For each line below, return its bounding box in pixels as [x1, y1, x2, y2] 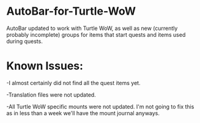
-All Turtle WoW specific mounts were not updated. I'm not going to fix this [6, 103, 194, 110]
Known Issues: [6, 59, 84, 73]
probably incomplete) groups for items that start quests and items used [6, 31, 186, 38]
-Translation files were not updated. [6, 91, 96, 99]
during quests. [6, 37, 43, 45]
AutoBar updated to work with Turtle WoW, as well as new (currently [6, 24, 178, 32]
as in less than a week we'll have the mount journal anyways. [6, 109, 160, 117]
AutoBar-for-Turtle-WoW [6, 4, 136, 18]
